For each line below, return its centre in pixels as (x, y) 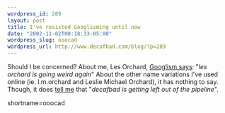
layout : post (27, 20)
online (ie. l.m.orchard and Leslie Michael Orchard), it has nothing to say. (113, 82)
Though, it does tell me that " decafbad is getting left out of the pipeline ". (113, 89)
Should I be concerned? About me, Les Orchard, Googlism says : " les (107, 67)
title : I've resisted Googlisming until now (74, 27)
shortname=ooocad (36, 103)
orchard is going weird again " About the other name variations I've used (112, 74)
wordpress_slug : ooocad (42, 40)
